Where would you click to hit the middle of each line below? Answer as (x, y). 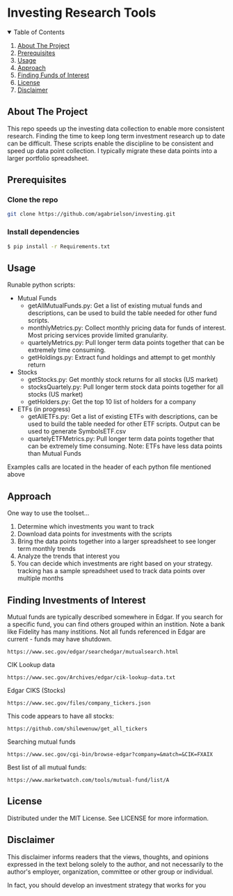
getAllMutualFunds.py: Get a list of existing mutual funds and (115, 306)
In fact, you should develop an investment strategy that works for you (107, 885)
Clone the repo (33, 200)
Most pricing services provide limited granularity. (98, 335)
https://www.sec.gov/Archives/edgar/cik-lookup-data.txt (91, 677)
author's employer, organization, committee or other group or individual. (110, 872)
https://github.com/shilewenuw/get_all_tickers (78, 728)
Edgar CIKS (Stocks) (37, 690)
